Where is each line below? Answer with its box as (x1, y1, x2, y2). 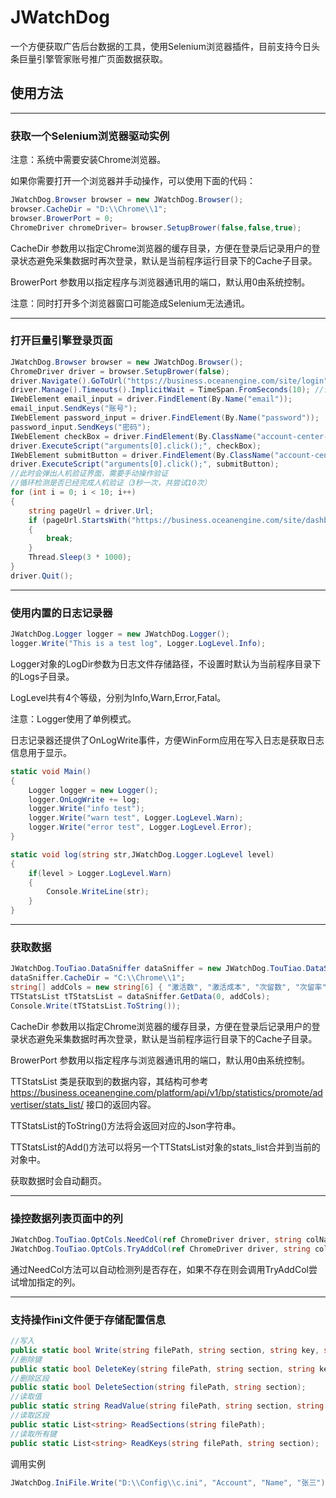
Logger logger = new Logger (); (28, 785, 159, 795)
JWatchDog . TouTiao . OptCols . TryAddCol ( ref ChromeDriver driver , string (10, 1244, 311, 1254)
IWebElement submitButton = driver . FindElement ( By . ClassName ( (10, 450, 275, 460)
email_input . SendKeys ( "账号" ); (10, 404, 138, 414)
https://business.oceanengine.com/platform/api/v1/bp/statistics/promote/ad (10, 1086, 323, 1098)
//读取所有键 (10, 1429, 57, 1439)
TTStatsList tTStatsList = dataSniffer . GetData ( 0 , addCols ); (10, 991, 271, 1001)
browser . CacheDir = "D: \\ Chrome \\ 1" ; (10, 204, 168, 214)
